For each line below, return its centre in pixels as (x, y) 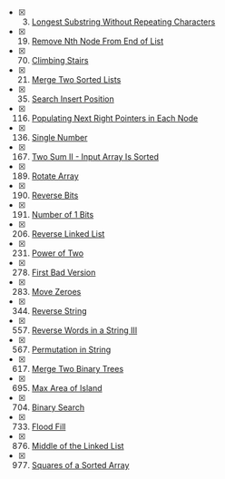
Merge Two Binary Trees (78, 369)
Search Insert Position (73, 99)
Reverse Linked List (68, 234)
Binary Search (58, 407)
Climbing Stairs (60, 60)
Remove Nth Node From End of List (98, 41)
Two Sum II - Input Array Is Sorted (95, 156)
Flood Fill (49, 426)
